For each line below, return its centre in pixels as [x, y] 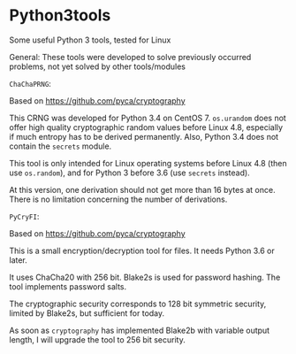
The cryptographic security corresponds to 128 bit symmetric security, [138, 304]
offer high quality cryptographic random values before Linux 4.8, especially [146, 127]
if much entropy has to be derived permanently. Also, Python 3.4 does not [144, 136]
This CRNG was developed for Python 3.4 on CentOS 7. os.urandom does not [148, 118]
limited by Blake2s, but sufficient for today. [87, 313]
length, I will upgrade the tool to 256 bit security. [97, 339]
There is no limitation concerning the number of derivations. [118, 199]
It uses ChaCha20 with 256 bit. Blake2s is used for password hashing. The [145, 277]
